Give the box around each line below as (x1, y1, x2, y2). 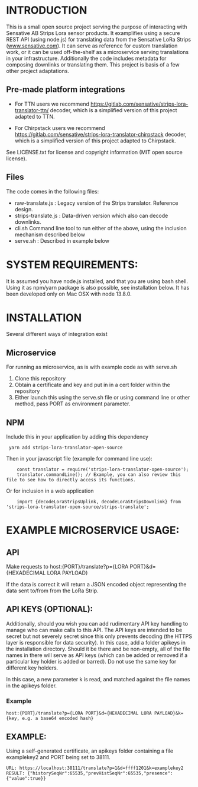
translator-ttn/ (14, 106, 49, 113)
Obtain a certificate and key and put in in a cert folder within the (14, 381, 170, 389)
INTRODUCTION (6, 4, 87, 17)
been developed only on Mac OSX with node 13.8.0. (6, 290, 132, 297)
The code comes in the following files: (6, 188, 99, 195)
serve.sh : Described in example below (14, 237, 109, 244)
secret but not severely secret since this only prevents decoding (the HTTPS (6, 633, 192, 640)
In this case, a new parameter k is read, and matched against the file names (6, 675, 190, 683)
